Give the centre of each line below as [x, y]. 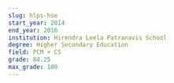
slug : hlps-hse [33, 15]
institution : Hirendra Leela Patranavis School [88, 38]
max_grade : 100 [33, 67]
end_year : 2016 [33, 30]
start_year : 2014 [37, 23]
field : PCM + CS [35, 52]
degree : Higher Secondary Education [68, 45]
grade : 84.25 [30, 60]
